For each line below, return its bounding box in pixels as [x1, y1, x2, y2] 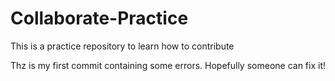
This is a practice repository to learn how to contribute [10, 40, 235, 52]
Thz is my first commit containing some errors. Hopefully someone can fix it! [10, 59, 327, 71]
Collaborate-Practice [10, 7, 189, 30]
